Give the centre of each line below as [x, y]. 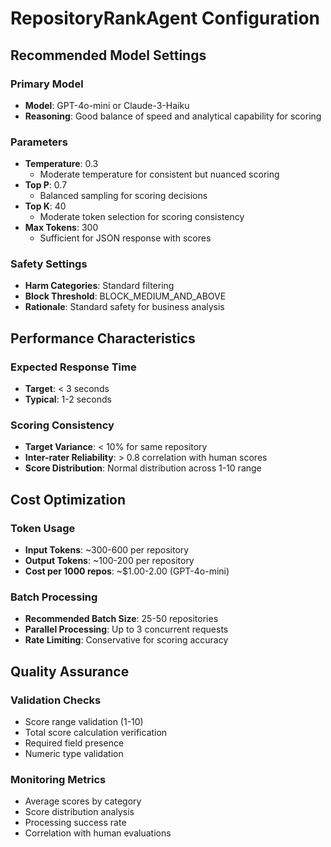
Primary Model [47, 84]
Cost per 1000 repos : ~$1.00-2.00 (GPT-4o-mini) [127, 571]
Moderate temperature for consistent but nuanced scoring [159, 174]
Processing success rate [75, 823]
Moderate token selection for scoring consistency [142, 217]
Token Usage [43, 528]
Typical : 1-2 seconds [68, 399]
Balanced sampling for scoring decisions [123, 196]
